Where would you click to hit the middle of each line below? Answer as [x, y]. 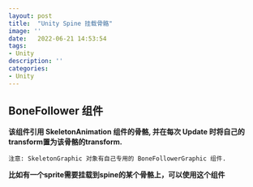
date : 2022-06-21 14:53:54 [58, 38]
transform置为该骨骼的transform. [66, 142]
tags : [17, 46]
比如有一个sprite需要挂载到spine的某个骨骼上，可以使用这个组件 [117, 175]
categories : [28, 69]
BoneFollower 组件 [56, 111]
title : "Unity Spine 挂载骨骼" [61, 23]
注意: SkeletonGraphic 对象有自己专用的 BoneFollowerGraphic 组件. [118, 159]
